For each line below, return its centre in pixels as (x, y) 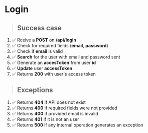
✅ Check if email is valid (37, 51)
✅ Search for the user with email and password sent (66, 57)
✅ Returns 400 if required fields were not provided (64, 108)
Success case (39, 28)
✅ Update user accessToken (42, 68)
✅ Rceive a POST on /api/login (44, 40)
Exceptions (35, 90)
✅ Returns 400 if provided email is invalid (55, 113)
